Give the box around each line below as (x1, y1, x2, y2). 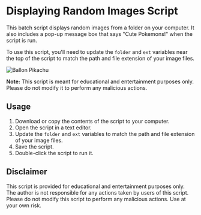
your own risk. (6, 202, 42, 209)
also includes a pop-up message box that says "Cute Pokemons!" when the (6, 30, 193, 37)
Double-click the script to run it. (14, 149, 94, 156)
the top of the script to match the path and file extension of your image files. (6, 54, 195, 62)
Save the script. (14, 143, 54, 150)
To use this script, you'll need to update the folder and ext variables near (6, 48, 188, 55)
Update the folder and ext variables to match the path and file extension (14, 130, 195, 137)
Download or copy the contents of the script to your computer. (14, 117, 170, 125)
